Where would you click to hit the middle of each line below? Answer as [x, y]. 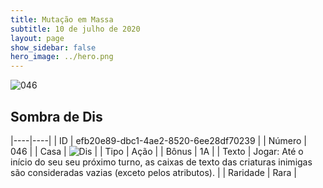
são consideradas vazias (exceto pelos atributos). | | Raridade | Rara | [153, 172]
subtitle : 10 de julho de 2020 [75, 29]
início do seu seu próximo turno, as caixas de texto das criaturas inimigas [161, 162]
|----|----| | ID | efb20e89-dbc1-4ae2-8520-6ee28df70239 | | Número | [159, 140]
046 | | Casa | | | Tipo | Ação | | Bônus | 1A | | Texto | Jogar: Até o [157, 151]
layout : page [37, 38]
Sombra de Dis [56, 116]
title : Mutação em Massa [62, 19]
